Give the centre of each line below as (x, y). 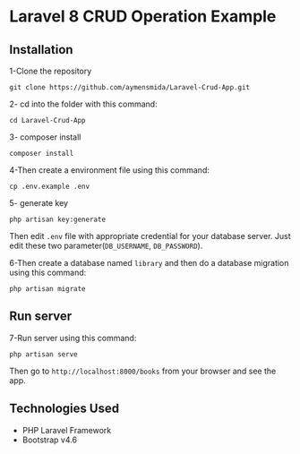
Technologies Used (64, 409)
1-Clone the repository (51, 71)
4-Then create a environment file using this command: (110, 170)
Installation (41, 50)
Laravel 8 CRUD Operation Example (143, 17)
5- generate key (39, 203)
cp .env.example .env (50, 186)
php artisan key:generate (57, 219)
